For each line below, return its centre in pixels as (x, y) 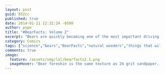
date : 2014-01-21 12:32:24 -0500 (39, 23)
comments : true (21, 50)
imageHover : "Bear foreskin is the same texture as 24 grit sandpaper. (84, 64)
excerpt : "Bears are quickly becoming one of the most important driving (82, 37)
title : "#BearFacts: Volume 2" (37, 32)
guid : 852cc (17, 14)
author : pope (18, 28)
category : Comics (23, 41)
